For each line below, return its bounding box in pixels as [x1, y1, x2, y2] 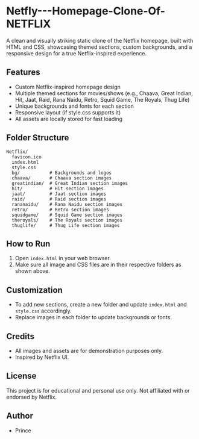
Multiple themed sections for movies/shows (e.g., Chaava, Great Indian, [14, 89, 193, 97]
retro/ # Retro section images [11, 207, 110, 213]
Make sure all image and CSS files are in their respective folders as [14, 261, 182, 269]
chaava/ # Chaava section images [11, 175, 112, 181]
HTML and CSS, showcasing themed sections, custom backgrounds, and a [6, 43, 192, 51]
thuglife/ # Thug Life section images [11, 222, 120, 228]
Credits [6, 331, 35, 341]
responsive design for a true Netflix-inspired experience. [6, 49, 147, 57]
